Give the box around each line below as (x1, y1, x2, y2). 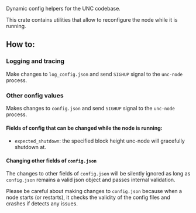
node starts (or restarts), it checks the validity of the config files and (6, 194, 171, 201)
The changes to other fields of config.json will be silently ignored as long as (6, 170, 191, 177)
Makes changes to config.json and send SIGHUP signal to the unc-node (6, 104, 176, 111)
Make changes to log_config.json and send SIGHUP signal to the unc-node (6, 70, 183, 77)
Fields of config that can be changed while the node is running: (6, 124, 163, 131)
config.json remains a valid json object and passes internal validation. (6, 176, 176, 184)
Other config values (6, 91, 64, 99)
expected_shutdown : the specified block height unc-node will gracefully (14, 137, 185, 144)
